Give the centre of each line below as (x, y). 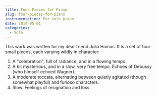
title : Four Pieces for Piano (36, 10)
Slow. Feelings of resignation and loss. (51, 87)
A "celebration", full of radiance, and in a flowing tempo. (70, 61)
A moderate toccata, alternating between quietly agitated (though (79, 77)
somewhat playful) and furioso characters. (56, 82)
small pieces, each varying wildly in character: (52, 52)
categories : (17, 28)
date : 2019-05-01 (23, 23)
